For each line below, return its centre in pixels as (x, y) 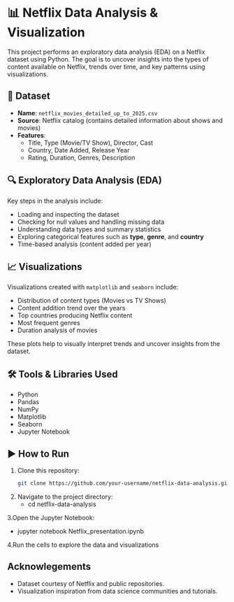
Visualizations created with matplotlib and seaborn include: (93, 287)
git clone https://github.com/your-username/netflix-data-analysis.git (124, 483)
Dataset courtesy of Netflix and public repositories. (91, 583)
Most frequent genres (49, 323)
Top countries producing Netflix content (75, 315)
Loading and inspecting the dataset (68, 214)
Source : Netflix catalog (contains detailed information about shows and (120, 120)
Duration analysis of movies (57, 330)
